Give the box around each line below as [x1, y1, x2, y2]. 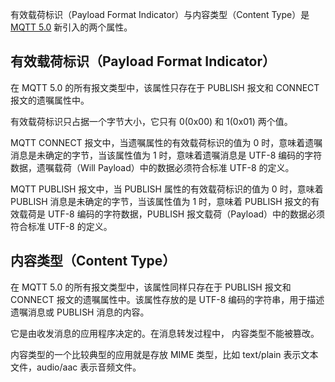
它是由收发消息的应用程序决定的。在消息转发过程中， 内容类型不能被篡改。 [10, 327, 320, 339]
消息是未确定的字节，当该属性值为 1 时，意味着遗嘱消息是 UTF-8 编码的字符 [10, 149, 323, 161]
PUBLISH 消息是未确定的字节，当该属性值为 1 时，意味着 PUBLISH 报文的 [10, 195, 312, 207]
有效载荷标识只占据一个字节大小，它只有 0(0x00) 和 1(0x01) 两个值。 [10, 115, 293, 127]
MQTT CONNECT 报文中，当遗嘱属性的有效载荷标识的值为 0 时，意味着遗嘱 [10, 136, 323, 148]
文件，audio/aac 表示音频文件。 [10, 361, 142, 373]
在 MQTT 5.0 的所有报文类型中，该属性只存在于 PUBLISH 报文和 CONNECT [10, 81, 320, 93]
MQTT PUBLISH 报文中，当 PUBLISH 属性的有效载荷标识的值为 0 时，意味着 [10, 183, 324, 195]
